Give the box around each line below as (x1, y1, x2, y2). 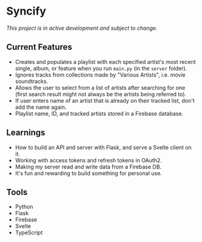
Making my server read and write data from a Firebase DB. (15, 163, 162, 170)
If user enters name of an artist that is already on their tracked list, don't (15, 97, 195, 104)
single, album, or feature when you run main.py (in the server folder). (15, 64, 187, 72)
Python (15, 203, 33, 210)
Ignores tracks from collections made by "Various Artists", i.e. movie (15, 71, 186, 78)
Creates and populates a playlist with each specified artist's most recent (15, 58, 196, 65)
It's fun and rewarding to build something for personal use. (15, 169, 162, 177)
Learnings (6, 128, 45, 138)
